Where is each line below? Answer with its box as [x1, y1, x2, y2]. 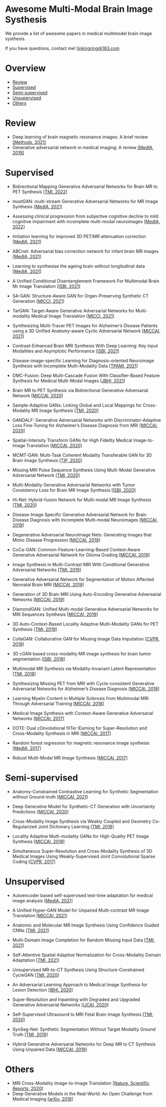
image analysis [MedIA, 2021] [12, 897, 73, 903]
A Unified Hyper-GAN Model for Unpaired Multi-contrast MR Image [12, 907, 150, 913]
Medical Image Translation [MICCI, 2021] [31, 313, 115, 319]
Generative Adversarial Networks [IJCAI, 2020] [12, 1001, 109, 1007]
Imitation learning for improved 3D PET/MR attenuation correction [12, 233, 146, 239]
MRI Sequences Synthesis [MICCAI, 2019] [12, 611, 98, 617]
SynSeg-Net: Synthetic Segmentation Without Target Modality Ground [12, 1026, 156, 1032]
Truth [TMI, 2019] [12, 1031, 48, 1037]
